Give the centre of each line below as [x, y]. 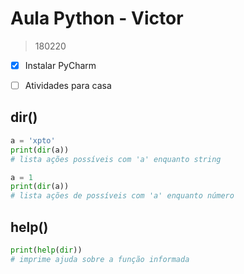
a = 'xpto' [33, 140]
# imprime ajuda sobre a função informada [100, 259]
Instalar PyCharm [60, 65]
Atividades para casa [68, 85]
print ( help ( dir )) [46, 250]
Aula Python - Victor [97, 18]
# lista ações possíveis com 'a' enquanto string [116, 159]
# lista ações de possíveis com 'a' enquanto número [122, 196]
